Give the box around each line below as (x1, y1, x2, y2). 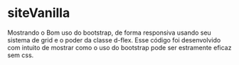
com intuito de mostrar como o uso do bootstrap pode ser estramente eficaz (7, 43, 232, 52)
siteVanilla (7, 5, 70, 21)
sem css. (7, 51, 34, 59)
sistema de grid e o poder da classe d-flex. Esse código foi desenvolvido (7, 35, 221, 44)
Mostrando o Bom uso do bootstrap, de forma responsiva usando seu (7, 28, 211, 37)
